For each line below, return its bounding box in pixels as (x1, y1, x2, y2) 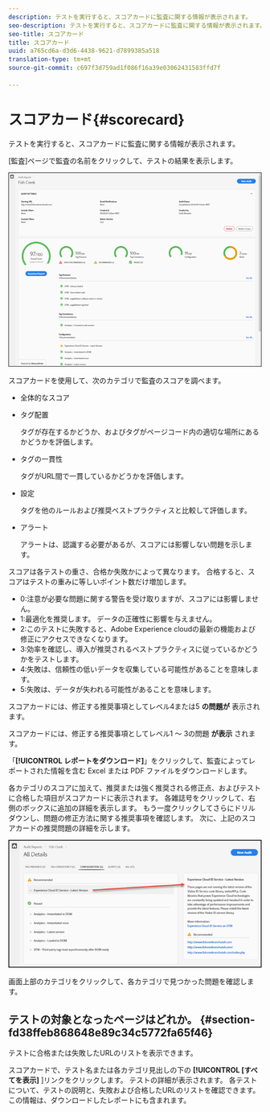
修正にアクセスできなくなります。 (19, 634, 133, 644)
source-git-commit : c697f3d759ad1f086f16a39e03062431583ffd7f (8, 64, 221, 72)
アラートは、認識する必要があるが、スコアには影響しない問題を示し (19, 539, 246, 549)
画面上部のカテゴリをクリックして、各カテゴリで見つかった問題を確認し (8, 977, 247, 986)
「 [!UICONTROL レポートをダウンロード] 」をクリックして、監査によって (8, 756, 249, 765)
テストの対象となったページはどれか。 (8, 1012, 198, 1026)
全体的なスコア (19, 393, 70, 402)
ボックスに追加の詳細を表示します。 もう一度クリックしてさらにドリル (22, 803, 256, 813)
